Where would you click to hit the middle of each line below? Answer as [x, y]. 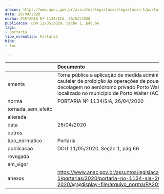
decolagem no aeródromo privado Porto [103, 87]
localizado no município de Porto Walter [103, 93]
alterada [17, 117]
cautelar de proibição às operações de [102, 81]
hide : [10, 41]
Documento [71, 67]
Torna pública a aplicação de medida [100, 75]
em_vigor [18, 164]
